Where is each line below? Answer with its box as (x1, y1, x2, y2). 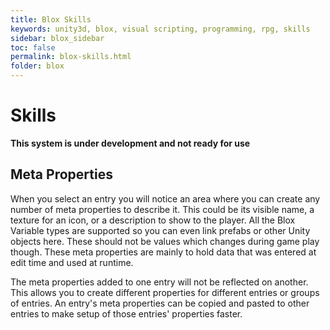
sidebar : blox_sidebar (10, 33, 105, 43)
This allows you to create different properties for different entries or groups (10, 286, 320, 298)
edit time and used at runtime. (10, 256, 134, 268)
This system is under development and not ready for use (10, 137, 251, 149)
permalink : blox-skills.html (10, 52, 132, 62)
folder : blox (10, 61, 65, 71)
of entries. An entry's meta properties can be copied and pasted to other (10, 297, 310, 309)
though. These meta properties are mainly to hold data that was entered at (10, 246, 317, 258)
